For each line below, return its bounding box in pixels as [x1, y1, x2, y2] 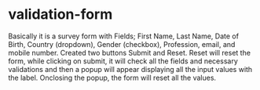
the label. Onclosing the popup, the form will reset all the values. [8, 73, 217, 82]
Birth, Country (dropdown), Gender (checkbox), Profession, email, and [8, 39, 236, 49]
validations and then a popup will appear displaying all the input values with [8, 64, 253, 74]
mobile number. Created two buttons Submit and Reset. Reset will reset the [8, 48, 251, 57]
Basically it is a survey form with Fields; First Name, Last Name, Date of [8, 31, 240, 41]
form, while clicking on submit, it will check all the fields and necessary [8, 56, 238, 66]
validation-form [8, 5, 113, 23]
